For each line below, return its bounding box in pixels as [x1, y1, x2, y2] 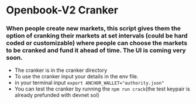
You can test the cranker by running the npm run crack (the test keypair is [14, 85, 190, 92]
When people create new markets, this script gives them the [6, 25, 181, 33]
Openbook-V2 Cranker [6, 4, 119, 17]
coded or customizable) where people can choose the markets [6, 39, 188, 47]
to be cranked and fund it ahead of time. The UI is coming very [6, 46, 186, 54]
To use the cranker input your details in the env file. [14, 73, 139, 80]
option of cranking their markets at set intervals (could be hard [6, 32, 188, 40]
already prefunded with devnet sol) [14, 92, 99, 99]
